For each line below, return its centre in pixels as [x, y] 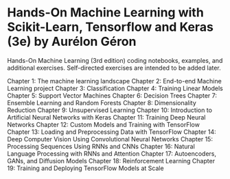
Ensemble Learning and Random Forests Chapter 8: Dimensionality [102, 102]
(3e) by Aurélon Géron [72, 42]
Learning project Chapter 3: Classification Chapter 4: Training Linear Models [115, 88]
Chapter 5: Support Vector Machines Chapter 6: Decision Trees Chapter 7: [112, 95]
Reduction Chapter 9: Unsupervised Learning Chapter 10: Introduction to [110, 110]
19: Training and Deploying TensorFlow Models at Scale [85, 168]
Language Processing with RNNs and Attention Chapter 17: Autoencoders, [112, 153]
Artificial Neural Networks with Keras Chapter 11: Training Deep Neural [106, 117]
